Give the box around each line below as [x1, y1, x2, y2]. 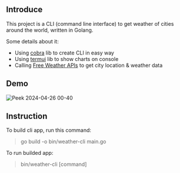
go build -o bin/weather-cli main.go [20, 138, 106, 145]
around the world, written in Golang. [6, 26, 94, 33]
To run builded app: [6, 150, 54, 157]
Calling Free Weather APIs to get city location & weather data [14, 62, 163, 69]
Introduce [6, 5, 43, 15]
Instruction [6, 111, 48, 121]
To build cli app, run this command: [6, 127, 92, 134]
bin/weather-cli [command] [20, 161, 87, 168]
